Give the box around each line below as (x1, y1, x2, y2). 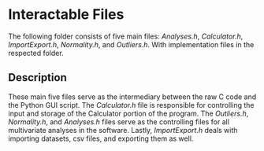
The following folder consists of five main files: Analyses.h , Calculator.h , (8, 31, 244, 41)
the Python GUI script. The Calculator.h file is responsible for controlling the (8, 100, 255, 109)
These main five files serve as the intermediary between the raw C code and (8, 92, 257, 101)
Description (8, 71, 67, 84)
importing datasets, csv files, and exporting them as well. (8, 134, 194, 143)
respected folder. (8, 48, 65, 57)
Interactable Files (8, 6, 125, 24)
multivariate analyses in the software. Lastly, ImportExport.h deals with (8, 125, 238, 134)
